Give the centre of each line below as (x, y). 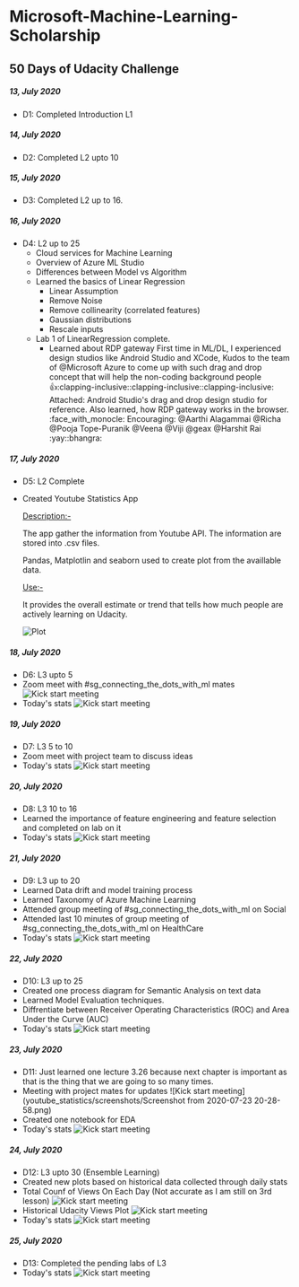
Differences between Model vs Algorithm (111, 272)
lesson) (36, 1201)
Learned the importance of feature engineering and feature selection (149, 819)
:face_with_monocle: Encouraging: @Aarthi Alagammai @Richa (165, 419)
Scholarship (55, 35)
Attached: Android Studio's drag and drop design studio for (158, 400)
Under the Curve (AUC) (65, 1020)
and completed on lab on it (72, 828)
